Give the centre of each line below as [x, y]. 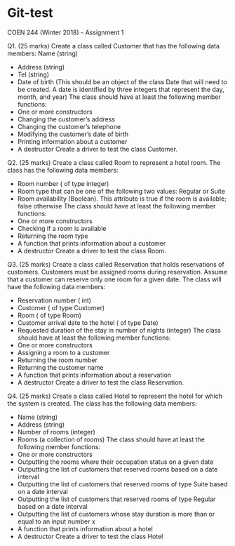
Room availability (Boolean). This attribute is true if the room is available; [122, 199]
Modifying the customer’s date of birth [73, 134]
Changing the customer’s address [66, 119]
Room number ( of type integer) [63, 183]
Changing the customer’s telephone [69, 126]
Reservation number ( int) [54, 300]
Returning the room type [53, 236]
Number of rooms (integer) [56, 432]
